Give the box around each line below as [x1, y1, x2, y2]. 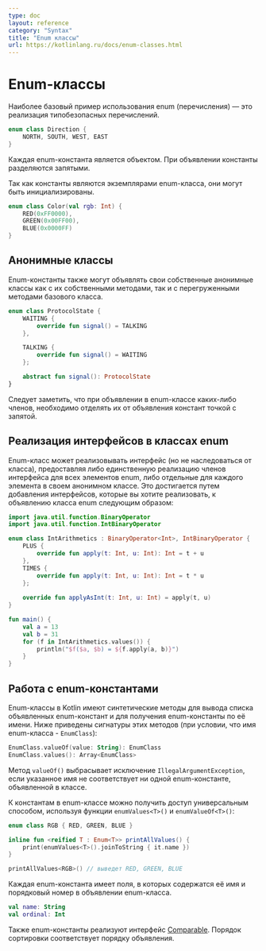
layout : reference [8, 19, 69, 27]
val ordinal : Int [8, 910, 66, 918]
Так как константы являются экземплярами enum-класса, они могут [8, 178, 243, 187]
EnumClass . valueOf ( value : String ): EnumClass [8, 744, 161, 752]
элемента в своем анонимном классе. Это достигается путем [8, 481, 220, 490]
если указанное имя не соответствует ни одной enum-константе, [8, 774, 232, 783]
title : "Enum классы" [8, 33, 80, 42]
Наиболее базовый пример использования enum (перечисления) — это [8, 102, 253, 111]
